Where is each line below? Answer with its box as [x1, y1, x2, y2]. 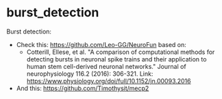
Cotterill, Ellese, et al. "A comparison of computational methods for [26, 48, 215, 56]
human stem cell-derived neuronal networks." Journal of [26, 62, 186, 70]
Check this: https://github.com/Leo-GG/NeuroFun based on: [16, 40, 186, 48]
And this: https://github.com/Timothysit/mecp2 [16, 84, 149, 92]
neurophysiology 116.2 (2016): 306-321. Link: [26, 70, 153, 78]
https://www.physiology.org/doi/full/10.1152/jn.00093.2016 [26, 76, 191, 85]
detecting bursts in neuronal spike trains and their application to [26, 55, 207, 63]
